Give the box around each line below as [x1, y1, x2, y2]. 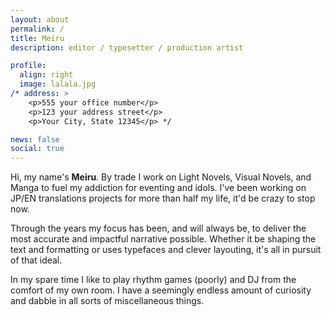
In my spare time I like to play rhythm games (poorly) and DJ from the [10, 274, 297, 286]
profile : [10, 61, 47, 71]
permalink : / [10, 24, 65, 34]
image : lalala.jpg [19, 79, 97, 90]
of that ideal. [10, 254, 63, 266]
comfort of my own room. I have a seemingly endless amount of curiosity [10, 284, 312, 296]
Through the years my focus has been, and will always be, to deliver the [10, 222, 307, 235]
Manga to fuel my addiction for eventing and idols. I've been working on [10, 182, 307, 194]
